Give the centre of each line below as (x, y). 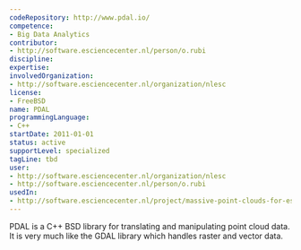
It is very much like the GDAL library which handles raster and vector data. (146, 236)
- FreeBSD (28, 101)
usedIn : (24, 193)
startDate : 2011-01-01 (52, 134)
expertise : (30, 68)
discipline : (31, 59)
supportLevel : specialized (60, 151)
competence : (31, 26)
